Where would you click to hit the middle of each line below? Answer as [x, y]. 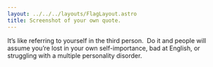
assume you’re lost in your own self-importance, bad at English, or [104, 48]
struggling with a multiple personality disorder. [75, 55]
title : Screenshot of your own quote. [64, 20]
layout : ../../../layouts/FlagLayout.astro [72, 14]
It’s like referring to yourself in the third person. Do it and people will [107, 40]
